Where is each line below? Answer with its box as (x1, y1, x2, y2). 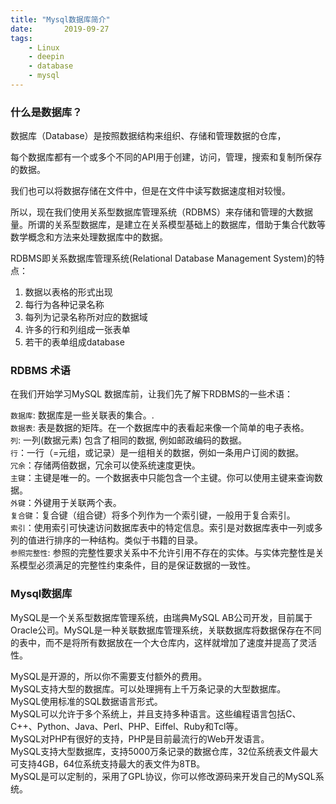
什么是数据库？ (10, 105, 83, 119)
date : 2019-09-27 (10, 24, 110, 34)
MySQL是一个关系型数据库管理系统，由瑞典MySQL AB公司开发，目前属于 (10, 611, 313, 623)
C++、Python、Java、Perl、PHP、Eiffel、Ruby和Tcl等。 (10, 720, 244, 732)
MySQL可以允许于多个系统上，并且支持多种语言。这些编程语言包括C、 (10, 707, 302, 720)
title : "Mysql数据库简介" (10, 14, 111, 25)
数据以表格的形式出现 (24, 286, 113, 298)
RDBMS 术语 (10, 364, 71, 378)
